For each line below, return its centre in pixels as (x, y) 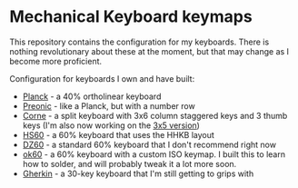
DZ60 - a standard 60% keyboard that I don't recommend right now (149, 144)
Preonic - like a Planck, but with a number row (109, 105)
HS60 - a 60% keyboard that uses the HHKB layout (119, 134)
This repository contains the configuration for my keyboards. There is (139, 42)
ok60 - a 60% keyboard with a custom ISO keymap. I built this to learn (154, 154)
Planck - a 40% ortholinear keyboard (92, 96)
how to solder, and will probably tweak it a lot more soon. (129, 163)
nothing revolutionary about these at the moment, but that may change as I (149, 51)
